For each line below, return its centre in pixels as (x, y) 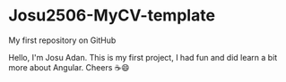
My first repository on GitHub (62, 40)
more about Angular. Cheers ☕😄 (69, 67)
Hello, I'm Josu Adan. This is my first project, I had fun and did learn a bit (143, 57)
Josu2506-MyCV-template (112, 16)
